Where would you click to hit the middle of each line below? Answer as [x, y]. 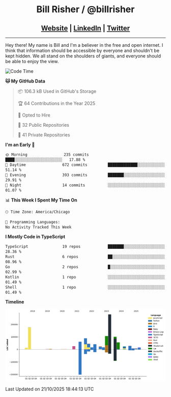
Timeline [15, 302]
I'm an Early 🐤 [20, 145]
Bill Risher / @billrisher [85, 9]
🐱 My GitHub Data [25, 81]
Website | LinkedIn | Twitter [85, 28]
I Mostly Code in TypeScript [35, 237]
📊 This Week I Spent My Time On [41, 200]
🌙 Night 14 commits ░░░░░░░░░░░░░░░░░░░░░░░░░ [85, 185]
